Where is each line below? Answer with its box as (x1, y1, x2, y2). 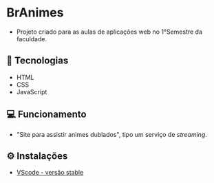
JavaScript (16, 87, 47, 96)
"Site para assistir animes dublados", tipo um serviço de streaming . (16, 130, 208, 138)
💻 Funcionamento (6, 109, 87, 120)
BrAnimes (6, 5, 64, 21)
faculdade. (16, 34, 47, 43)
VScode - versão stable (16, 169, 84, 177)
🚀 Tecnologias (6, 55, 69, 67)
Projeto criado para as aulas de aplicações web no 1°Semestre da (16, 28, 203, 36)
